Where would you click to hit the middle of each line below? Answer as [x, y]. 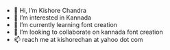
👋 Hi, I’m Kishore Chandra [50, 10]
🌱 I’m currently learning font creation [65, 25]
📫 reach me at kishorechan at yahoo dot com [78, 40]
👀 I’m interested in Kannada [52, 18]
